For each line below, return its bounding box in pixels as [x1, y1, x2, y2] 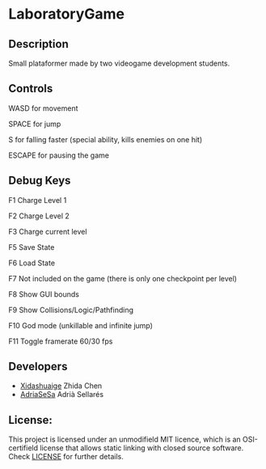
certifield [8, 443, 39, 453]
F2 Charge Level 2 [8, 211, 70, 221]
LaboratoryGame [8, 5, 125, 23]
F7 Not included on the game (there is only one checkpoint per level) [8, 273, 237, 283]
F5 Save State [8, 242, 55, 251]
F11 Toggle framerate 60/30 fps [8, 336, 113, 346]
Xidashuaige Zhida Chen [19, 381, 103, 391]
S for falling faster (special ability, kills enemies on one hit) [8, 134, 203, 144]
